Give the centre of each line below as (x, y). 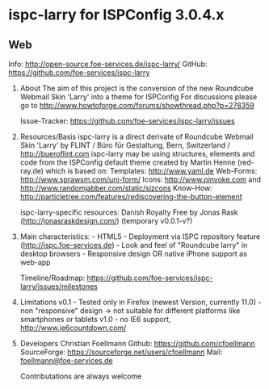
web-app (35, 262)
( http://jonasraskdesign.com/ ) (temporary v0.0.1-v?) (106, 221)
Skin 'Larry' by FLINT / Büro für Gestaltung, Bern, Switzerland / (125, 145)
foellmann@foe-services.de (66, 360)
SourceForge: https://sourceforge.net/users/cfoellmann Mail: (121, 352)
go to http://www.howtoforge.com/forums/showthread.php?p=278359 (137, 105)
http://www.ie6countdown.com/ (73, 328)
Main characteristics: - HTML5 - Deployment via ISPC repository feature (140, 236)
